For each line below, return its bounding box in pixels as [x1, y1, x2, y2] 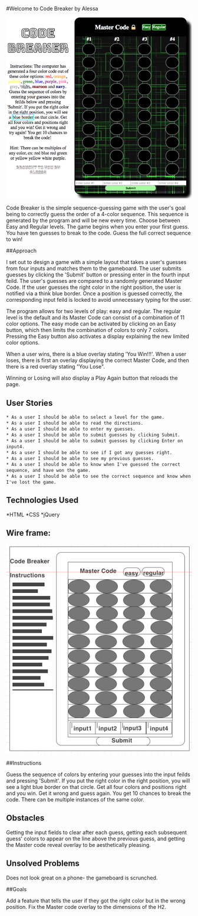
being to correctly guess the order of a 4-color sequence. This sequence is [6, 211, 189, 218]
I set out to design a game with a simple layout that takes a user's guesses [6, 259, 187, 266]
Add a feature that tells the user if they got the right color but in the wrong [6, 897, 186, 904]
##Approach [6, 247, 37, 255]
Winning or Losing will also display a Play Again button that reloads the [6, 374, 178, 382]
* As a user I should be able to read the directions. [6, 420, 144, 426]
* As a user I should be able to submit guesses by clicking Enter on [6, 438, 183, 444]
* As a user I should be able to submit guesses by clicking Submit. [6, 432, 181, 438]
